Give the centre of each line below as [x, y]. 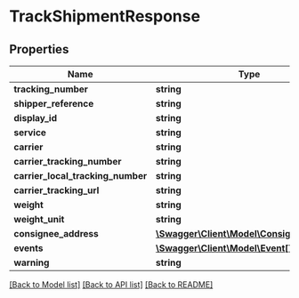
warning [32, 262]
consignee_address [57, 234]
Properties [39, 49]
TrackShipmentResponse [105, 16]
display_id [36, 118]
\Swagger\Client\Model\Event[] [224, 248]
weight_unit [39, 219]
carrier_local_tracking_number [81, 176]
